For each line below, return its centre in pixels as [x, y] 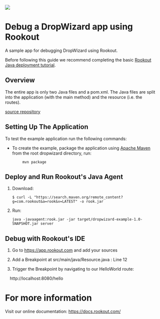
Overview [20, 80]
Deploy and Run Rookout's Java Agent [64, 177]
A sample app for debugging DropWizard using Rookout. [61, 50]
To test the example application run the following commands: [66, 139]
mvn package [35, 162]
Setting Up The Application [47, 127]
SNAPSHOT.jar [25, 224]
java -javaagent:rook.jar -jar [44, 220]
